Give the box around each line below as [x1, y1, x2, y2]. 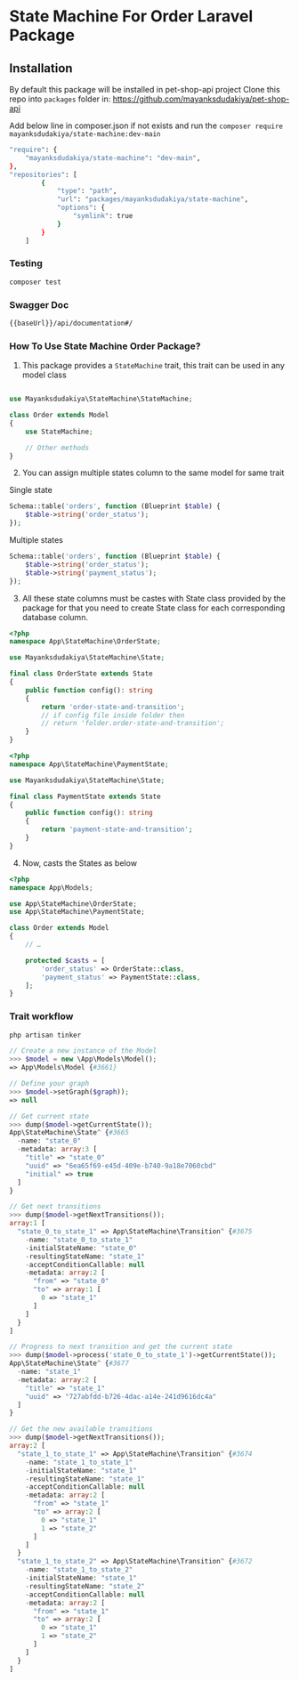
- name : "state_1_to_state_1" [25, 1458, 133, 1467]
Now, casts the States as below [21, 857, 138, 869]
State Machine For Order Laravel [9, 6, 254, 27]
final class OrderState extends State [9, 669, 153, 678]
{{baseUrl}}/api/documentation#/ [9, 319, 133, 327]
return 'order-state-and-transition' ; [41, 702, 185, 711]
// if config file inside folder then [41, 710, 185, 720]
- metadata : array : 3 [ [17, 1145, 98, 1154]
